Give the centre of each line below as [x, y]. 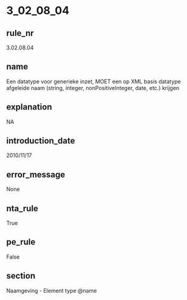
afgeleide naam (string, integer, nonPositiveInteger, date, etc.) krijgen [93, 88]
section [21, 276]
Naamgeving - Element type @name [52, 290]
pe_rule [21, 242]
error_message [36, 174]
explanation [29, 107]
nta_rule [22, 208]
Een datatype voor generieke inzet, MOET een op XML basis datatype [93, 81]
